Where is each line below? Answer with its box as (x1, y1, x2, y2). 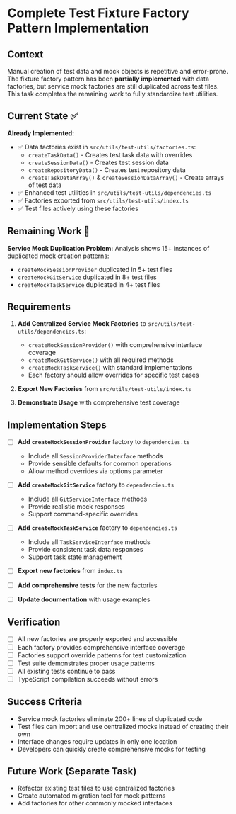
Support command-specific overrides (28, 510, 138, 519)
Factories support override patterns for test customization (17, 650, 187, 660)
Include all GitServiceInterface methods (28, 494, 148, 504)
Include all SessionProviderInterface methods (28, 452, 163, 460)
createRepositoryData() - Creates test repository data (28, 165, 186, 174)
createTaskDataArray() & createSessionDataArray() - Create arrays (28, 173, 225, 181)
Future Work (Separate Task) (7, 765, 137, 777)
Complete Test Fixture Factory (7, 5, 189, 21)
